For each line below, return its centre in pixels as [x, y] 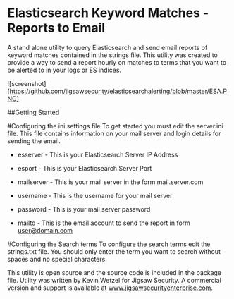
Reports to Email [56, 28]
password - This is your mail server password [84, 209]
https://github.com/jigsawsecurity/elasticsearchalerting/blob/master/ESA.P [118, 91]
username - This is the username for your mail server [95, 195]
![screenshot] [27, 83]
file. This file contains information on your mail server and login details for [114, 133]
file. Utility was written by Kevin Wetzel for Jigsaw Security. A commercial [115, 280]
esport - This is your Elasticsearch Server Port [85, 168]
